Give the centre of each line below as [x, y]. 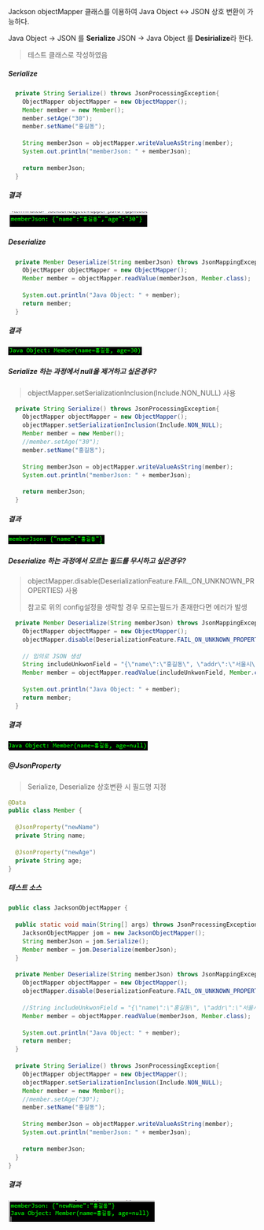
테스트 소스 [25, 887]
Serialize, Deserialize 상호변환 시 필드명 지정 [97, 787]
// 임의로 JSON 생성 [51, 656]
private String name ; [51, 836]
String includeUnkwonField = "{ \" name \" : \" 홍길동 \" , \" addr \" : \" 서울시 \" [141, 665]
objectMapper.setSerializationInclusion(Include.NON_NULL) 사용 [132, 393]
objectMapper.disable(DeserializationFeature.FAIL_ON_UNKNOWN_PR [141, 581]
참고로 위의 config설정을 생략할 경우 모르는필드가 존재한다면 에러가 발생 [137, 607]
